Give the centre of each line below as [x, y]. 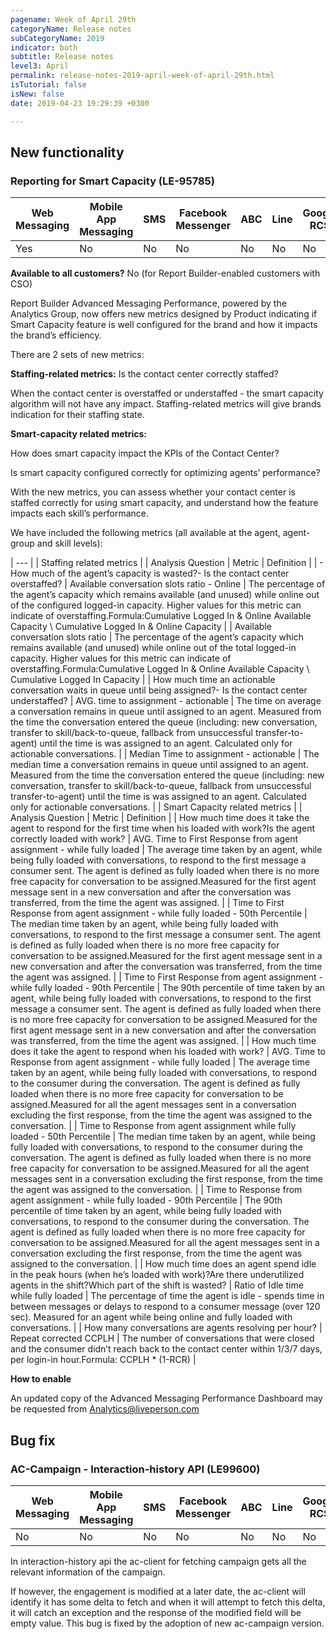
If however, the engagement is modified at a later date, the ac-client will [158, 1591]
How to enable [41, 1379]
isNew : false [37, 94]
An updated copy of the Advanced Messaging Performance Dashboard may [166, 1398]
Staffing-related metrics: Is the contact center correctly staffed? [144, 374]
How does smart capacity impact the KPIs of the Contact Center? [145, 453]
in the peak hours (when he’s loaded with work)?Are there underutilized [157, 1275]
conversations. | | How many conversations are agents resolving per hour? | [166, 1328]
